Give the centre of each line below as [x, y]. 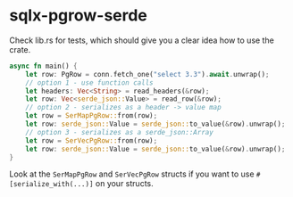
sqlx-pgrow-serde [78, 16]
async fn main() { [43, 66]
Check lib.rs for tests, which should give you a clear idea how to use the [142, 40]
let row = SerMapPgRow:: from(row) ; [92, 116]
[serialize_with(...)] [51, 185]
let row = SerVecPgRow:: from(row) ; [92, 140]
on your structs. [124, 184]
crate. [20, 49]
